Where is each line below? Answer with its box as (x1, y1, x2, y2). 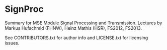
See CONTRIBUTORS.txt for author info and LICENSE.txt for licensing (5, 35, 148, 41)
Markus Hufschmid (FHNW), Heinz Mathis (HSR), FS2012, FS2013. (5, 25, 142, 31)
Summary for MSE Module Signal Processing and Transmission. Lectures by (5, 20, 162, 26)
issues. (5, 40, 20, 46)
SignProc (5, 3, 44, 15)
